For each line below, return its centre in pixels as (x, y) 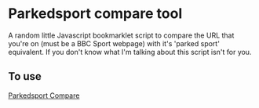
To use (25, 76)
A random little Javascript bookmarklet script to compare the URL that (121, 35)
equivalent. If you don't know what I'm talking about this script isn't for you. (130, 52)
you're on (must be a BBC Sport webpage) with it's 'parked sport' (114, 43)
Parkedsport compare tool (95, 14)
